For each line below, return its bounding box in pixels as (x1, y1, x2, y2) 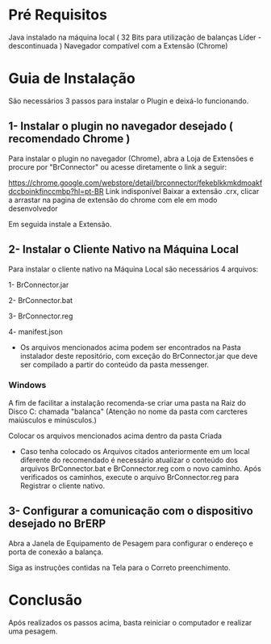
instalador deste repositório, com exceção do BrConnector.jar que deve (19, 351, 258, 360)
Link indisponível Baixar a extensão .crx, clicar (105, 186, 260, 196)
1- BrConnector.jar (8, 280, 69, 289)
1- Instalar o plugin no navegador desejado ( (8, 120, 234, 133)
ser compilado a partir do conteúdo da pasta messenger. (19, 360, 210, 369)
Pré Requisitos (8, 6, 107, 24)
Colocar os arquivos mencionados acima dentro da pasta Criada (8, 431, 223, 440)
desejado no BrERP (8, 517, 106, 531)
